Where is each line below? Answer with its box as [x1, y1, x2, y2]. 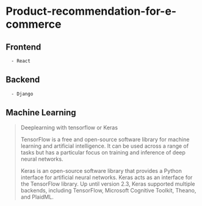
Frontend [5, 42, 41, 52]
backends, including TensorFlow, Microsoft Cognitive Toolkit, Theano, [20, 186, 197, 194]
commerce [5, 17, 62, 31]
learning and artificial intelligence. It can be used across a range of [20, 142, 189, 150]
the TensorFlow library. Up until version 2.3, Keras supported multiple [20, 180, 195, 188]
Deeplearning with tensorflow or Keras [20, 124, 118, 131]
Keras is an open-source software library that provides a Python [20, 167, 182, 174]
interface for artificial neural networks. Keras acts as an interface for [20, 174, 193, 181]
